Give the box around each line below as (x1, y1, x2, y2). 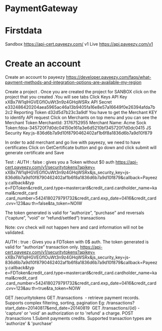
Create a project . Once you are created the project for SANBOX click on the (5, 89, 156, 95)
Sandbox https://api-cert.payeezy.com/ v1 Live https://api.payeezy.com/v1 (5, 41, 153, 47)
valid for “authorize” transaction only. (5, 244, 79, 250)
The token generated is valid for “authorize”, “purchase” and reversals (5, 210, 145, 216)
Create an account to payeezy (5, 74, 65, 80)
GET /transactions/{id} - (91, 305, 140, 311)
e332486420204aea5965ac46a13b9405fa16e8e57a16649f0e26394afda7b (5, 104, 156, 110)
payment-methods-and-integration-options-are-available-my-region (5, 80, 142, 85)
